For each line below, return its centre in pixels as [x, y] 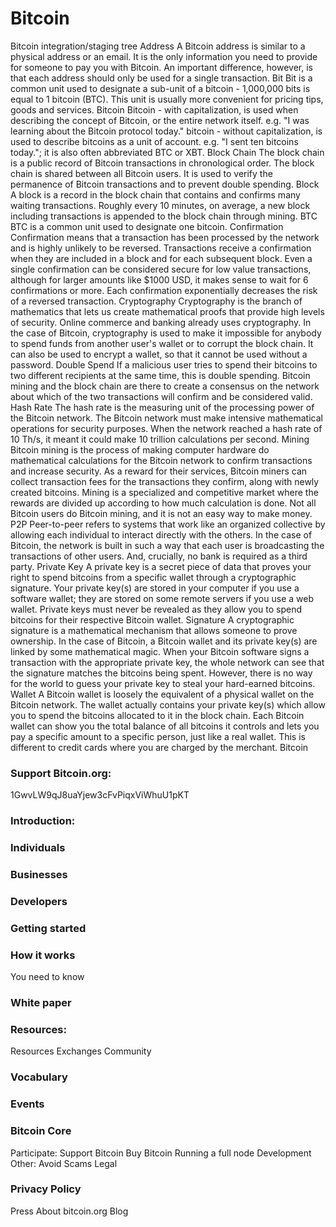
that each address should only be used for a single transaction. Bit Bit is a [161, 78]
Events [27, 1104]
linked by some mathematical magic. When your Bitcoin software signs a [160, 651]
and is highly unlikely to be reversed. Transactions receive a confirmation [161, 248]
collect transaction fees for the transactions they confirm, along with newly [165, 481]
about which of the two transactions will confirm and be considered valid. [161, 396]
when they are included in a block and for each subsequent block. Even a [161, 258]
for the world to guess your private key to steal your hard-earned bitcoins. [163, 683]
